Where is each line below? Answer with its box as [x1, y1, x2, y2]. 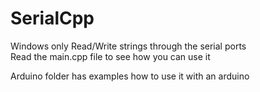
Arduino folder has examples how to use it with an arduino [10, 70, 250, 82]
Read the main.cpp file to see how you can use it [10, 50, 211, 62]
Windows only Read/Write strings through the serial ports [10, 40, 247, 52]
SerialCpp [10, 7, 95, 30]
